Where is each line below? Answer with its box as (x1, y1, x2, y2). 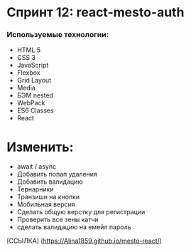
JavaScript (16, 61, 49, 70)
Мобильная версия (16, 200, 75, 209)
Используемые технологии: (6, 30, 109, 40)
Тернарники (16, 185, 54, 194)
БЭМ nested (16, 91, 54, 100)
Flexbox (16, 68, 40, 77)
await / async (16, 162, 57, 171)
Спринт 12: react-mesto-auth (6, 4, 185, 21)
